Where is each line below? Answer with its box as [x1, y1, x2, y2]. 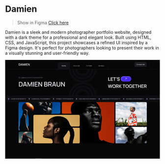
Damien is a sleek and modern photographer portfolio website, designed [5, 29, 152, 35]
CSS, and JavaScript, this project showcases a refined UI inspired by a [5, 39, 148, 45]
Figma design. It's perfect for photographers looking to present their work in [5, 45, 160, 51]
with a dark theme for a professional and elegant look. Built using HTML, [5, 34, 151, 40]
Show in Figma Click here [17, 20, 69, 26]
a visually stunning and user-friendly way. [5, 50, 90, 56]
